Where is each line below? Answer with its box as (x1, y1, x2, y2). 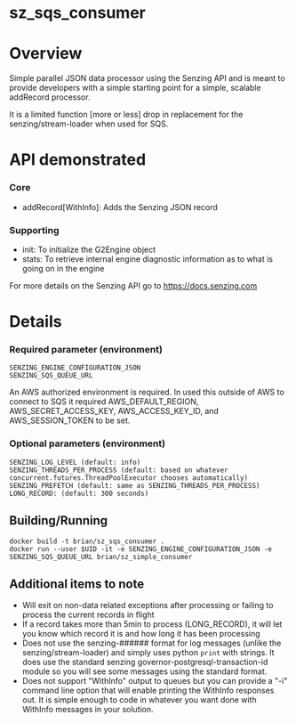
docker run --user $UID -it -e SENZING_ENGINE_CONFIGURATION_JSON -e (9, 544, 273, 554)
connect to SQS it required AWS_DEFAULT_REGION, (9, 396, 199, 407)
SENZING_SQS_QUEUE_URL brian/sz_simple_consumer (9, 552, 193, 561)
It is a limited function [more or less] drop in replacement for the (9, 110, 244, 120)
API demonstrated (9, 150, 147, 170)
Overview (9, 44, 83, 64)
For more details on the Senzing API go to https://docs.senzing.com (9, 280, 258, 291)
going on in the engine (21, 263, 105, 273)
